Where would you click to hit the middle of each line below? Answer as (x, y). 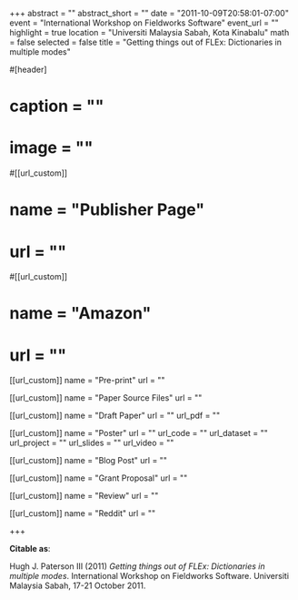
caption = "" (57, 106)
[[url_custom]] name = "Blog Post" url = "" (89, 461)
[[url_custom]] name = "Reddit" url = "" (83, 514)
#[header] (28, 69)
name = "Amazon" (80, 314)
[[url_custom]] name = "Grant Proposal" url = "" (99, 478)
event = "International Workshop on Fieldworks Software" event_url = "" (144, 23)
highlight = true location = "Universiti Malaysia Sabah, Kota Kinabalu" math (149, 32)
